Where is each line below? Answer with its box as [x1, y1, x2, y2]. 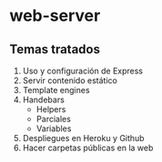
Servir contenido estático [22, 75, 118, 86]
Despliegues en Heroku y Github [22, 133, 145, 143]
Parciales [35, 114, 71, 124]
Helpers [35, 104, 66, 114]
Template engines [22, 85, 90, 95]
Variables [35, 123, 72, 134]
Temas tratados [9, 42, 100, 57]
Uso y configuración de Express [22, 65, 144, 76]
